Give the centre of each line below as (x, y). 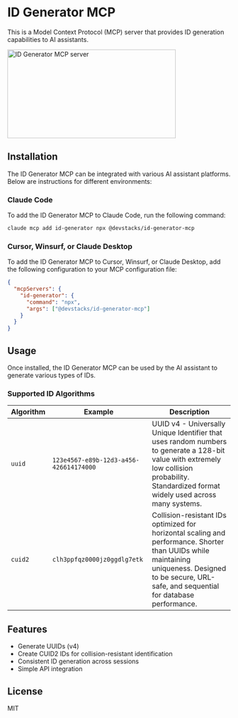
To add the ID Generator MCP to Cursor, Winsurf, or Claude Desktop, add (114, 262)
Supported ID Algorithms (51, 393)
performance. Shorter (188, 542)
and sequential (194, 586)
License (25, 691)
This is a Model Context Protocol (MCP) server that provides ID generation (116, 32)
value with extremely (186, 460)
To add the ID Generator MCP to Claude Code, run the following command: (117, 215)
